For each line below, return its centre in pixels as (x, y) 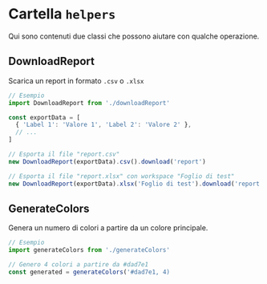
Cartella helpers (62, 14)
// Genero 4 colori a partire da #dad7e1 (79, 265)
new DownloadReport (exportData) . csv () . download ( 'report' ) (107, 161)
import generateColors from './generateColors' (89, 250)
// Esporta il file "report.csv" (64, 154)
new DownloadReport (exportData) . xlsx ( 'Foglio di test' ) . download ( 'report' (136, 184)
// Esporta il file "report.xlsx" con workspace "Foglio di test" (121, 176)
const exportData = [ (44, 117)
